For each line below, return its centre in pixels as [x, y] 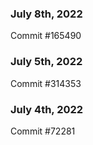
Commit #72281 [43, 131]
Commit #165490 [46, 36]
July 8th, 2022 [46, 14]
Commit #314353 [46, 83]
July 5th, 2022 [46, 62]
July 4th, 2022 [47, 109]
